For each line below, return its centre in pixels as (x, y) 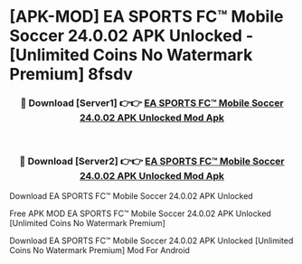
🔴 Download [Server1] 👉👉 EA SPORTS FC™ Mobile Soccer (152, 103)
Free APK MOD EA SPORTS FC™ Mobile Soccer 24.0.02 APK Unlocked (140, 213)
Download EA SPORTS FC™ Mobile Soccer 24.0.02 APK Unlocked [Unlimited (151, 240)
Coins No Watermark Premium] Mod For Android (99, 250)
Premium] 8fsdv (71, 75)
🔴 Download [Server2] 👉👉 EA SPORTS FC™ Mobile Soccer (152, 162)
